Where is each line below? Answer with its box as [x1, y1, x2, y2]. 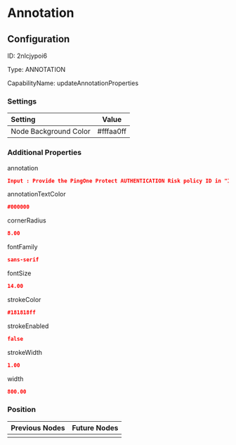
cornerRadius [7, 216, 47, 225]
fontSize [7, 269, 32, 277]
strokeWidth [7, 348, 43, 356]
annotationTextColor [7, 190, 66, 199]
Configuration [7, 33, 70, 45]
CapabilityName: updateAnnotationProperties [7, 79, 139, 87]
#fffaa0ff [97, 127, 126, 137]
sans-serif [7, 256, 39, 263]
